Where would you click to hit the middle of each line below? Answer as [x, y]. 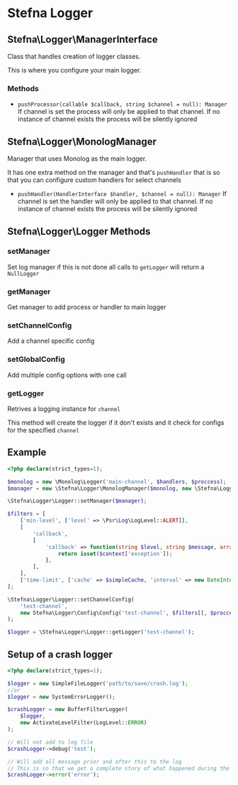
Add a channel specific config [51, 341]
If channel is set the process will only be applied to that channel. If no [119, 112]
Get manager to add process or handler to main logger [87, 307]
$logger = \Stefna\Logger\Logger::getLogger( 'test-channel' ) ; [101, 632]
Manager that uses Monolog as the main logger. [77, 159]
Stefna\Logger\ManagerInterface [83, 39]
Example [27, 453]
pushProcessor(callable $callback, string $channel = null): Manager [123, 105]
